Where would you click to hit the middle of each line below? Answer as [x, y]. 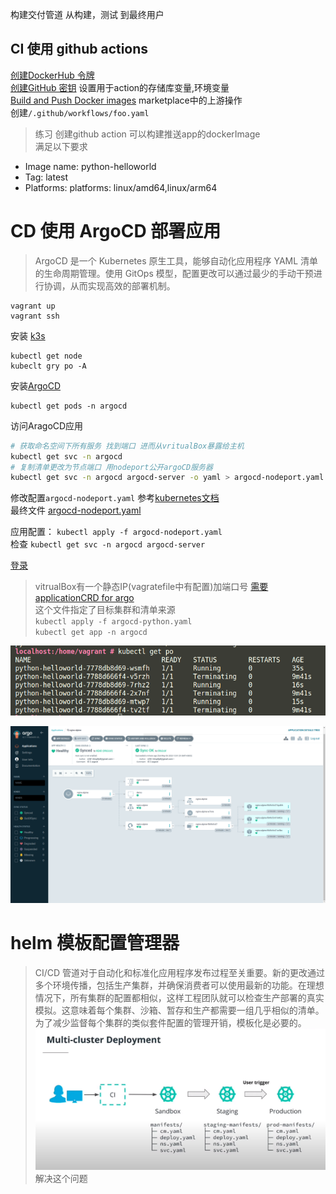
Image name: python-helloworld [90, 166]
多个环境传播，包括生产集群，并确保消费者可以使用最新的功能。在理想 [179, 985]
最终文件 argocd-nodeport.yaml [76, 510]
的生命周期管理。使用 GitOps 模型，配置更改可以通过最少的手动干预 [174, 273]
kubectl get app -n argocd [91, 633]
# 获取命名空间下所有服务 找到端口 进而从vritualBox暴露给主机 [127, 446]
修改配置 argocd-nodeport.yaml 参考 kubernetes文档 [115, 498]
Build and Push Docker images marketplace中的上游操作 [126, 100]
